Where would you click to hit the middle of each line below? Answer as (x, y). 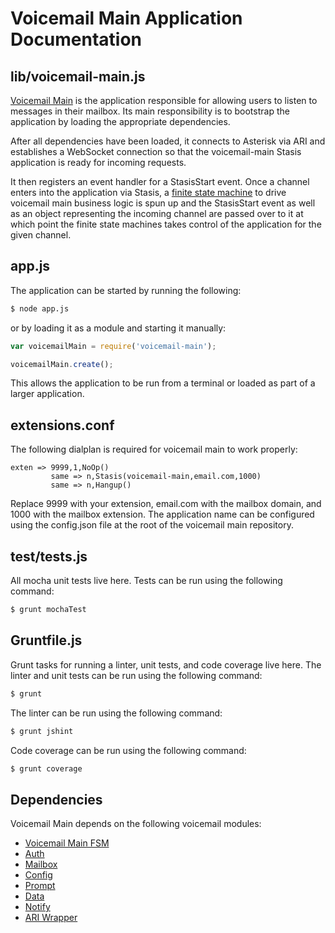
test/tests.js (49, 556)
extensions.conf (62, 425)
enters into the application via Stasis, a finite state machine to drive (148, 192)
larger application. (47, 394)
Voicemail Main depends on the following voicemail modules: (136, 824)
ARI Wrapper (51, 918)
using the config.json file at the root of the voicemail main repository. (152, 525)
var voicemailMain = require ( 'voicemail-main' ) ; (113, 346)
